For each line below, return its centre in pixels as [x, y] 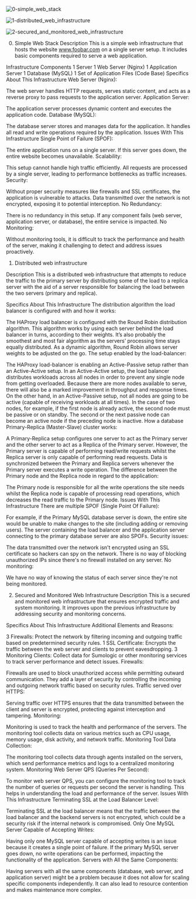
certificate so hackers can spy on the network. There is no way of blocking [96, 554]
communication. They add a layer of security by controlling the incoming [94, 679]
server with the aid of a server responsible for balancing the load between [95, 287]
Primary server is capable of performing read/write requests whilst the [91, 451]
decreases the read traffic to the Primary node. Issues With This [83, 500]
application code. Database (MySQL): [51, 115]
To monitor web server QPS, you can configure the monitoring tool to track [96, 781]
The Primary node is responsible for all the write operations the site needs [95, 487]
